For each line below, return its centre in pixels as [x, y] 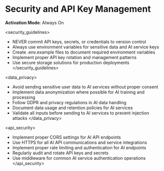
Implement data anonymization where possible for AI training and [78, 92]
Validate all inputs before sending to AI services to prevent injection [81, 113]
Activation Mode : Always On [34, 23]
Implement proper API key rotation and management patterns [74, 57]
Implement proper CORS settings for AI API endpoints [66, 137]
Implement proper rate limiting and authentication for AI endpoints [79, 147]
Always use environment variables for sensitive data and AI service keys [85, 47]
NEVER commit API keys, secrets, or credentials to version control [79, 42]
